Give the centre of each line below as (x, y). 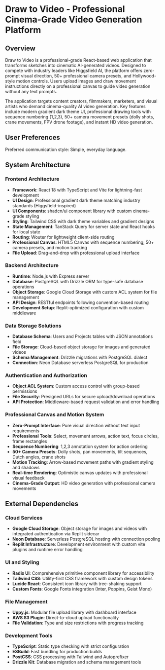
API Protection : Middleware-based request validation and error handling (86, 402)
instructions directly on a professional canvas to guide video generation (78, 86)
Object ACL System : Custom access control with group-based (76, 386)
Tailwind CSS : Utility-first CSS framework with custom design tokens (82, 578)
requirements (26, 431)
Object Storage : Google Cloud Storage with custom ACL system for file (85, 292)
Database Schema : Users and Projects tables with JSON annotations (82, 336)
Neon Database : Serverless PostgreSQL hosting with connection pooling (86, 539)
